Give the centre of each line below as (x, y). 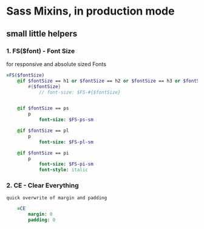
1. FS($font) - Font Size (41, 51)
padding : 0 (42, 220)
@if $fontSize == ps (43, 108)
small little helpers (42, 34)
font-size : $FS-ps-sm (66, 120)
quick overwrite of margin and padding (57, 198)
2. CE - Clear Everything (42, 185)
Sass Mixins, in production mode (90, 11)
